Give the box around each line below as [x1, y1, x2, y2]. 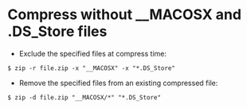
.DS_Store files [7, 22, 108, 41]
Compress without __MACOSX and [7, 6, 242, 24]
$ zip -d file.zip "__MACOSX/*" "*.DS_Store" [7, 93, 161, 101]
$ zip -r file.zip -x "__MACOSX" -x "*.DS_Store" [7, 64, 176, 72]
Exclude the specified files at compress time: [18, 49, 167, 58]
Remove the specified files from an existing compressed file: [18, 78, 218, 88]
